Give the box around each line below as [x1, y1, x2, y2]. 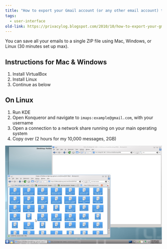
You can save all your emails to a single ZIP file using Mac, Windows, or [5, 38, 152, 44]
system [12, 130, 28, 136]
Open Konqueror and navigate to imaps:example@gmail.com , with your [12, 115, 154, 121]
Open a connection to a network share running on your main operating [12, 125, 157, 131]
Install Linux [12, 76, 37, 82]
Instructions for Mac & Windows [5, 58, 107, 66]
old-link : [5, 24, 26, 29]
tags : [5, 13, 16, 18]
